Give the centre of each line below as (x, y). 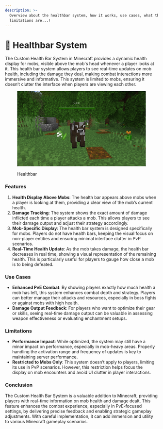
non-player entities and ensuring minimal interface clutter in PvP (76, 238)
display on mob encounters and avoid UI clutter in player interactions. (81, 372)
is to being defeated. (33, 264)
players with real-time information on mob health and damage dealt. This (78, 401)
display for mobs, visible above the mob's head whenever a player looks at (80, 64)
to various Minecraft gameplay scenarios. (47, 421)
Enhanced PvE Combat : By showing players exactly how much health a (84, 287)
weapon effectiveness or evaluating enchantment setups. (69, 318)
